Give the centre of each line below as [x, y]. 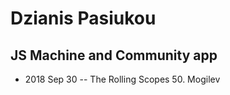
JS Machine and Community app [114, 55]
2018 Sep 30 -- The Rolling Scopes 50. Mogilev [122, 79]
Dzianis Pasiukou [83, 18]
